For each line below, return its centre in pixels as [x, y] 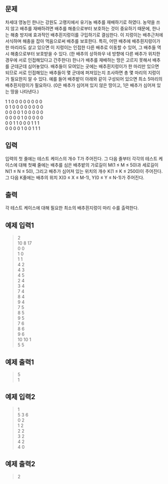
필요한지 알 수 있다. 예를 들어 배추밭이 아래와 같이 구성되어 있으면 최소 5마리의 [87, 79]
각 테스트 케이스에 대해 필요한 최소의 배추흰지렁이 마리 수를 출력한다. [72, 208]
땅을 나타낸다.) [25, 91]
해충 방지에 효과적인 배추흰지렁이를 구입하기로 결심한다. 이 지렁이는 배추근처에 [87, 35]
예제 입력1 [20, 225]
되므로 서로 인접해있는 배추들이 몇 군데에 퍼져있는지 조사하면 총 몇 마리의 [76, 73]
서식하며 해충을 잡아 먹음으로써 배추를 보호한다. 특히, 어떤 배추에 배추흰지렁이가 [83, 41]
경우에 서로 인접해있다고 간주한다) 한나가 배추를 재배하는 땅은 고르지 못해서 [78, 60]
